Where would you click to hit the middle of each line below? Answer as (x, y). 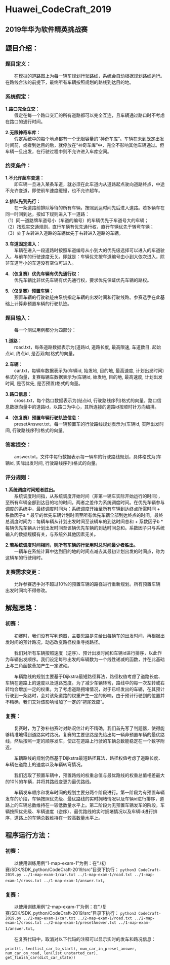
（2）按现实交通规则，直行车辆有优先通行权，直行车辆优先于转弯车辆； (80, 227)
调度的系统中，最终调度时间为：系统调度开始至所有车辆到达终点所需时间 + (83, 509)
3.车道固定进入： (23, 244)
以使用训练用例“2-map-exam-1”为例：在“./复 (61, 907)
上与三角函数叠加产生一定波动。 (38, 665)
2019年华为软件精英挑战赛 (47, 29)
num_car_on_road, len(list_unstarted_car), (52, 953)
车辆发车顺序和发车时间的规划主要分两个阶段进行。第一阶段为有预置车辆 (90, 792)
